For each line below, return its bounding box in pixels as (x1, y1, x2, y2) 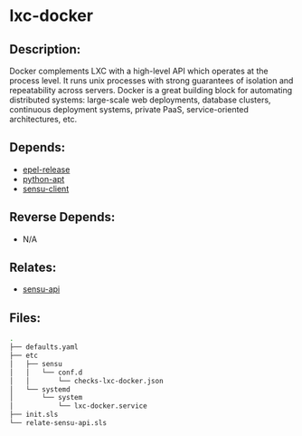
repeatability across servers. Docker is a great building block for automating (9, 85, 293, 95)
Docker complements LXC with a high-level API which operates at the (9, 65, 269, 76)
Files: (9, 310, 41, 325)
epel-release (22, 164, 71, 175)
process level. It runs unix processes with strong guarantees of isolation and (9, 75, 294, 86)
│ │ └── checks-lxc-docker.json (9, 376, 165, 385)
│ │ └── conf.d (9, 368, 83, 377)
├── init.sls (9, 410, 59, 420)
